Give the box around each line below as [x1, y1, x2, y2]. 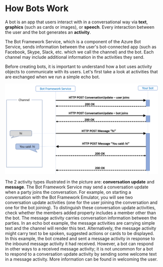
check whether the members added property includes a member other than [5, 210, 156, 216]
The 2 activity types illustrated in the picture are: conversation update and [5, 179, 155, 185]
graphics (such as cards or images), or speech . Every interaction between [5, 24, 154, 30]
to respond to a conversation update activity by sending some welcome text [5, 251, 157, 257]
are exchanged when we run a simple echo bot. [5, 74, 100, 80]
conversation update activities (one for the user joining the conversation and [5, 200, 158, 205]
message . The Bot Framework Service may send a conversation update [5, 184, 149, 190]
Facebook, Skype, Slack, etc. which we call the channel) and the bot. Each [5, 49, 154, 55]
